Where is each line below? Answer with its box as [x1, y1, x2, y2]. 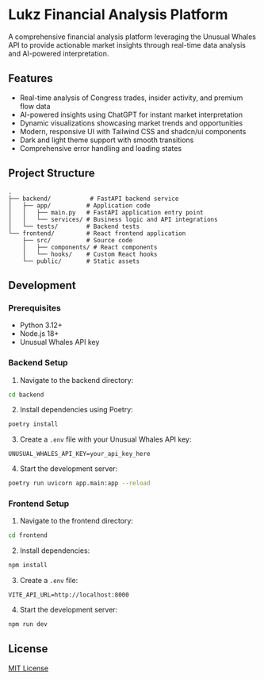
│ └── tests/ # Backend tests [8, 222, 140, 230]
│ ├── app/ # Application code [8, 201, 151, 210]
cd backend [8, 391, 44, 399]
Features [8, 71, 53, 85]
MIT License [8, 663, 49, 673]
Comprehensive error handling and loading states [19, 143, 182, 153]
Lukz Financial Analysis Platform [8, 6, 228, 24]
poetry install [8, 420, 59, 428]
